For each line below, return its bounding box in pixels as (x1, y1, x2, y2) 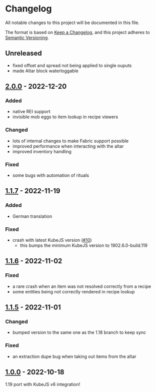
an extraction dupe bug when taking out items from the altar (12, 353, 136, 359)
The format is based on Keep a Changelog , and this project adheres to (5, 29, 150, 35)
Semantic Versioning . (5, 35, 49, 41)
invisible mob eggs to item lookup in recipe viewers (12, 114, 118, 120)
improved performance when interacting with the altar (12, 143, 124, 149)
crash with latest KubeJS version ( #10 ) (12, 237, 92, 243)
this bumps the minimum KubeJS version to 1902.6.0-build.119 (19, 242, 147, 248)
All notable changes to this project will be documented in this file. (5, 20, 140, 26)
